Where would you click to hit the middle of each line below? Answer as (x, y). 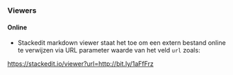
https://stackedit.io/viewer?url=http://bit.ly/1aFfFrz (80, 64)
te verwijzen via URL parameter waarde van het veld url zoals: (109, 50)
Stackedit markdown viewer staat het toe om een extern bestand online (122, 43)
